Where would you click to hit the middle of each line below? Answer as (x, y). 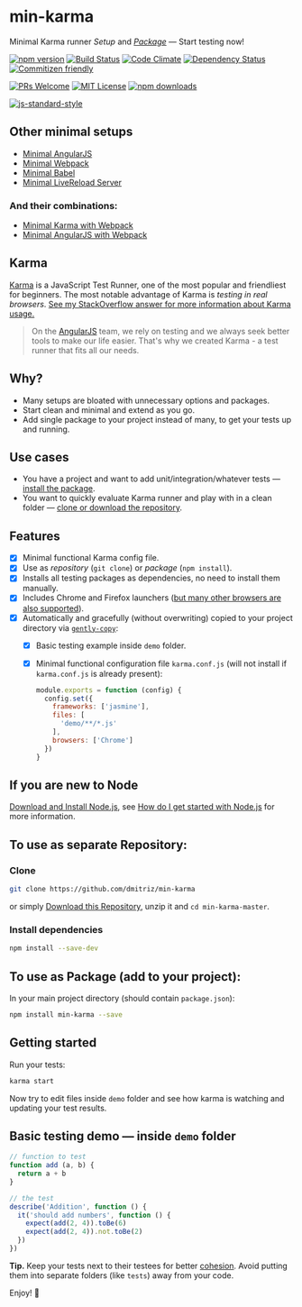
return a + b (42, 1174)
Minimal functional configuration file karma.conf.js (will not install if (161, 663)
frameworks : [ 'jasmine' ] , (101, 707)
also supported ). (53, 608)
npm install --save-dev (54, 948)
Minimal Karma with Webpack (78, 225)
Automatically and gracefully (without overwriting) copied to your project (157, 617)
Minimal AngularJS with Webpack (85, 235)
